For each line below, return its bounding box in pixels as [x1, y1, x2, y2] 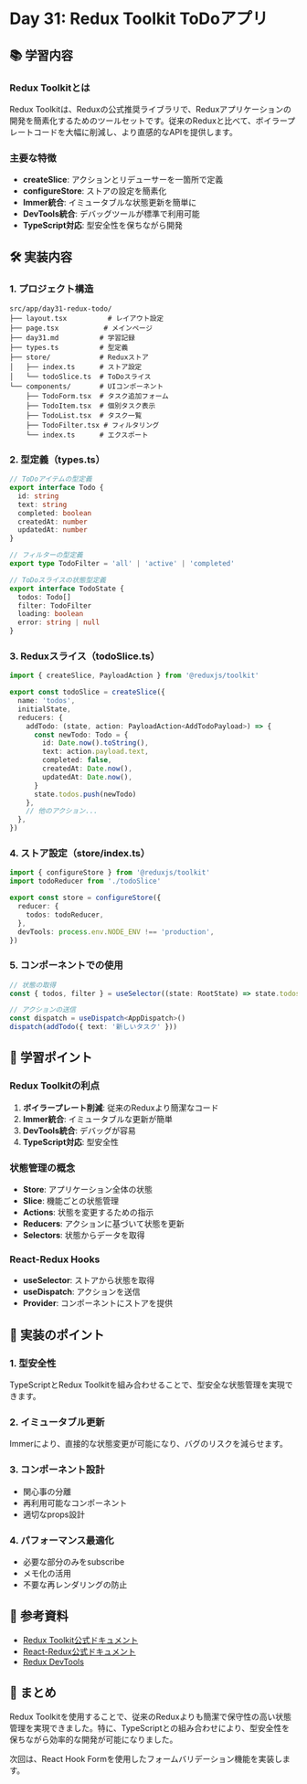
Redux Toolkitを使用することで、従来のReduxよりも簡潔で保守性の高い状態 [9, 1711, 292, 1722]
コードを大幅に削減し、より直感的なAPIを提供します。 [33, 126, 238, 137]
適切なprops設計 [22, 1509, 85, 1520]
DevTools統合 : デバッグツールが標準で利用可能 [22, 208, 200, 219]
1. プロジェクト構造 [9, 282, 94, 295]
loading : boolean [17, 610, 84, 619]
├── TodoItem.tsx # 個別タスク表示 [26, 401, 156, 410]
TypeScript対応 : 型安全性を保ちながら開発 [22, 220, 183, 231]
